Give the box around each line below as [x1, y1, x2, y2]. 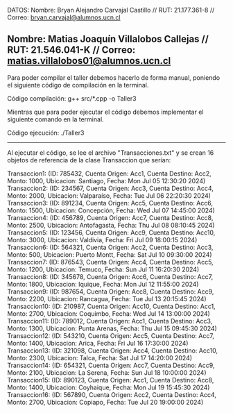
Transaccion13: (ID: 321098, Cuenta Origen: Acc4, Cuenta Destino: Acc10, [7, 346, 218, 355]
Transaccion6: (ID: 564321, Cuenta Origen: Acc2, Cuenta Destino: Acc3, [7, 243, 214, 251]
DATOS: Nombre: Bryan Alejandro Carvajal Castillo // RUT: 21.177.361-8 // [7, 6, 215, 14]
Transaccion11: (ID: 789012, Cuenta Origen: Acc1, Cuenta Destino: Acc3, [7, 317, 213, 325]
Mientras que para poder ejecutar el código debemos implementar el [7, 108, 204, 116]
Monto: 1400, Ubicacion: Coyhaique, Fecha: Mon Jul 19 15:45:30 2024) [7, 383, 210, 391]
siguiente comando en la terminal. [7, 115, 104, 124]
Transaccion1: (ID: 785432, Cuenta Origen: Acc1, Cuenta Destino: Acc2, [7, 169, 212, 178]
